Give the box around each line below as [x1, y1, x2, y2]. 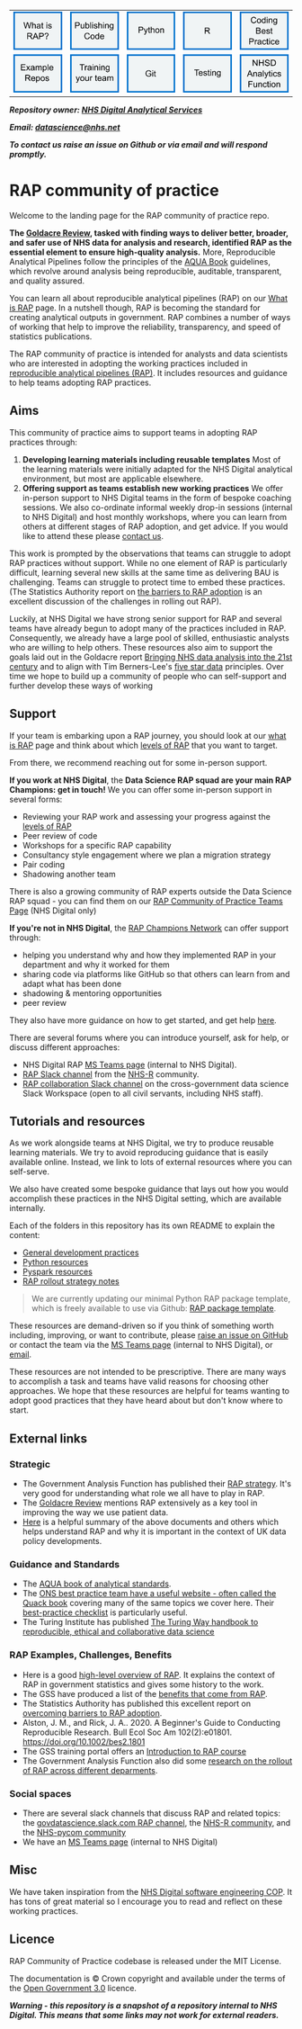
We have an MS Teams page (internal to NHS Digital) [22, 1836, 218, 1847]
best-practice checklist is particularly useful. [22, 1607, 188, 1618]
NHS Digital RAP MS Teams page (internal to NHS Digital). [22, 1059, 237, 1070]
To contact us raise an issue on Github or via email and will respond [9, 139, 268, 149]
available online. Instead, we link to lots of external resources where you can [9, 1157, 292, 1168]
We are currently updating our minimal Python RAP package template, [31, 1293, 290, 1305]
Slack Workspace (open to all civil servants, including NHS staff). [22, 1088, 263, 1099]
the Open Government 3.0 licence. [9, 1982, 138, 1993]
